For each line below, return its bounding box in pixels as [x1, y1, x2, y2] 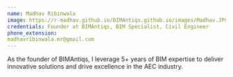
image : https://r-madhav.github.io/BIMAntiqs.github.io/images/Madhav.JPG [7, 17, 228, 24]
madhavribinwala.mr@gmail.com [7, 36, 95, 43]
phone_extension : [7, 29, 58, 37]
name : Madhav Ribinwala [7, 10, 76, 17]
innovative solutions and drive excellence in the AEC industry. [7, 62, 184, 71]
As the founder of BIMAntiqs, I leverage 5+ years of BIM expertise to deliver [7, 55, 224, 63]
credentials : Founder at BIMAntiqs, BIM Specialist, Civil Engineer [7, 23, 209, 30]
